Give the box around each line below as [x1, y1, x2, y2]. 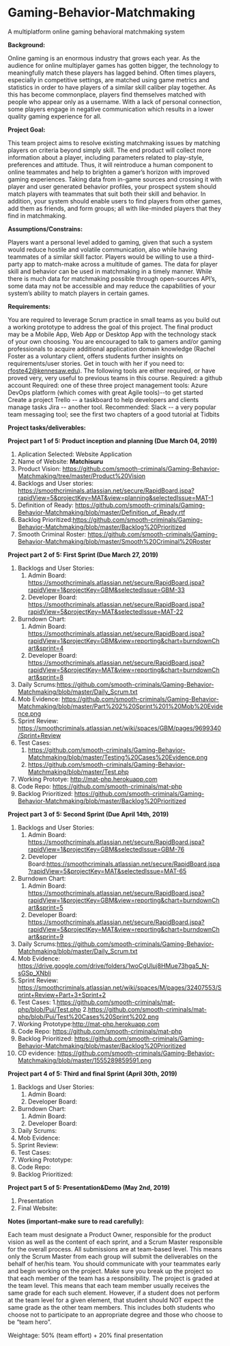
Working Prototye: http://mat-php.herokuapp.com [17, 775, 158, 783]
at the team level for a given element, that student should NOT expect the [8, 1296, 214, 1304]
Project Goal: [8, 125, 46, 134]
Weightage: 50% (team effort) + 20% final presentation [8, 1331, 163, 1339]
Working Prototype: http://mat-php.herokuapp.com [17, 1019, 160, 1028]
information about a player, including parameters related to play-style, [8, 153, 204, 162]
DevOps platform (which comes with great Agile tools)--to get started [8, 388, 203, 397]
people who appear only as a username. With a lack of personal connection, [8, 97, 222, 105]
